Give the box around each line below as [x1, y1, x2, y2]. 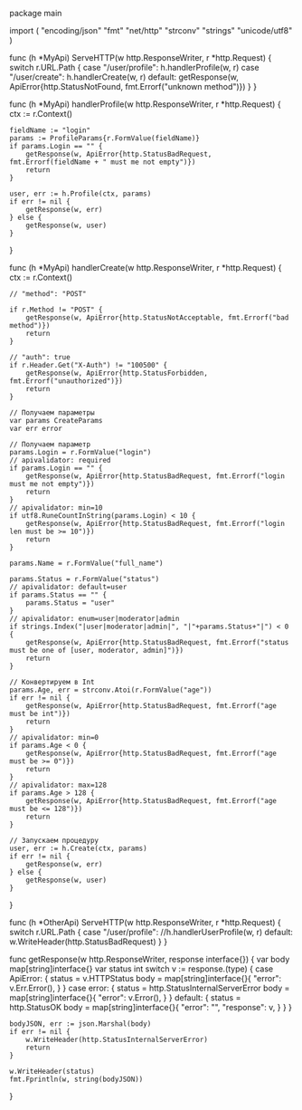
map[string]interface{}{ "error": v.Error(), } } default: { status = [9, 992, 241, 1003]
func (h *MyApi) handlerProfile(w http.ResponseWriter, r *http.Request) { [9, 99, 282, 110]
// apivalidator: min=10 [9, 503, 103, 512]
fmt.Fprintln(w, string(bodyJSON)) [9, 1075, 144, 1084]
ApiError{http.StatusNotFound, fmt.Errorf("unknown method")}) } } [9, 81, 258, 91]
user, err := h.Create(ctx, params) [9, 844, 147, 853]
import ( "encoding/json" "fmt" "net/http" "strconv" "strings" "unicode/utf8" [9, 25, 293, 35]
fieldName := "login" [9, 126, 91, 135]
